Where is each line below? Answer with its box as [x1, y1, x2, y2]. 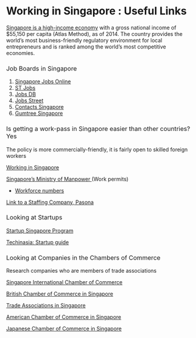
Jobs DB [14, 91, 36, 98]
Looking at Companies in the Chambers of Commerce [6, 253, 161, 261]
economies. [6, 49, 35, 56]
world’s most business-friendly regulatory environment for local [6, 36, 163, 44]
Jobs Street [14, 97, 43, 104]
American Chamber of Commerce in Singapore [6, 313, 122, 321]
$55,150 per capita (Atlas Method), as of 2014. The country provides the [6, 30, 183, 37]
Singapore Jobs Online [14, 78, 71, 85]
